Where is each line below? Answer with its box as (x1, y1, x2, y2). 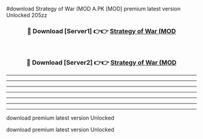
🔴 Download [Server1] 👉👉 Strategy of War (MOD (27, 27, 176, 35)
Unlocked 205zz (6, 11, 47, 19)
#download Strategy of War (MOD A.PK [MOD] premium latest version (6, 5, 181, 12)
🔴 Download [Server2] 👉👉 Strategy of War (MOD (26, 59, 177, 67)
